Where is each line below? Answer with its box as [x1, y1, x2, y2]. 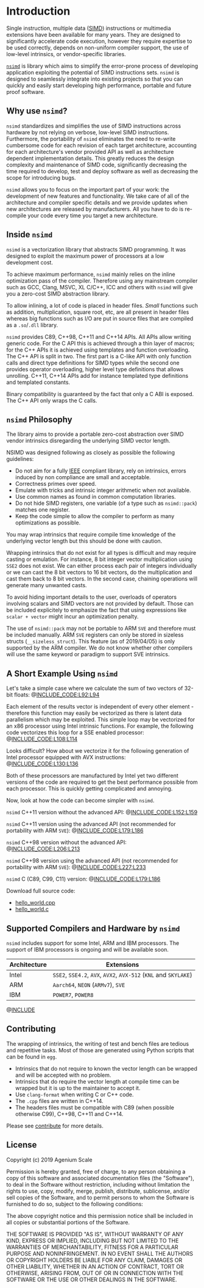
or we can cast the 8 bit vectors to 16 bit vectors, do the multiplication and [6, 569, 192, 576]
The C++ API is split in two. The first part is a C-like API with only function [6, 352, 192, 360]
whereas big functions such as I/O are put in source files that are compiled [6, 314, 194, 322]
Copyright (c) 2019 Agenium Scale [6, 1156, 93, 1163]
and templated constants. [6, 378, 71, 386]
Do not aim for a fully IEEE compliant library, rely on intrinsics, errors [15, 467, 187, 474]
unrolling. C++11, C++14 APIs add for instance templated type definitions [6, 372, 189, 379]
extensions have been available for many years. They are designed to [6, 31, 181, 38]
